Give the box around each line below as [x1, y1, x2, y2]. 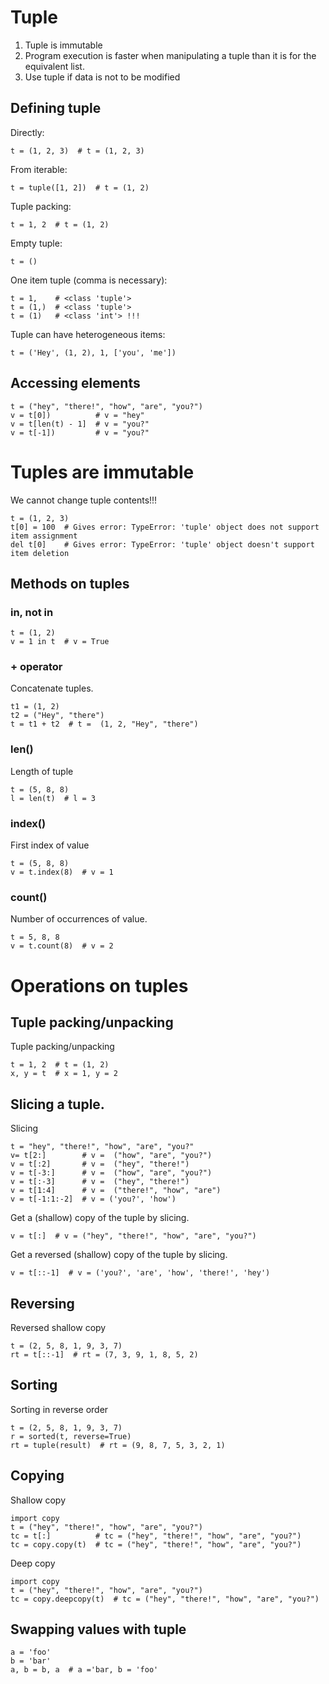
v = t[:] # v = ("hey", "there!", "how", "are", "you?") [10, 1231, 257, 1241]
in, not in [10, 605, 54, 619]
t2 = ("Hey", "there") [10, 711, 105, 721]
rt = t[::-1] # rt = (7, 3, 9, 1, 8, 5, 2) [10, 1350, 199, 1360]
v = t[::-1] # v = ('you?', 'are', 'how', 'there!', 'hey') [10, 1268, 271, 1278]
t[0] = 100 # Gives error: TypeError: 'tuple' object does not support [10, 522, 320, 532]
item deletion [10, 548, 70, 558]
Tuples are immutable [10, 461, 195, 483]
